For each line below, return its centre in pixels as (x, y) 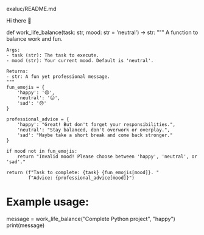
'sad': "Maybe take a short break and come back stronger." (95, 135)
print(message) (26, 225)
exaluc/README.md (31, 9)
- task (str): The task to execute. (53, 55)
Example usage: (48, 202)
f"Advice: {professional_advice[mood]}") (82, 178)
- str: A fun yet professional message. (58, 77)
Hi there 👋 (19, 20)
